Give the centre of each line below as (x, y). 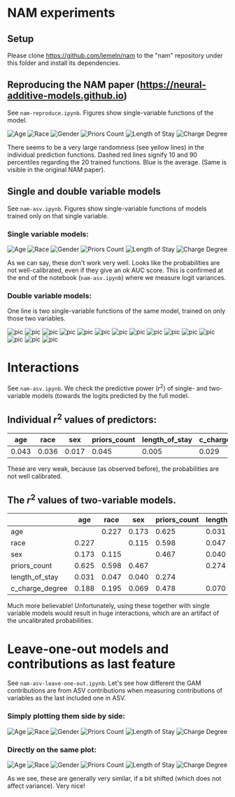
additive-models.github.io (65, 96)
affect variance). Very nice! (46, 786)
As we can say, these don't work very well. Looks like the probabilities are (114, 262)
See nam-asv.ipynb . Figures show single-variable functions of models (107, 209)
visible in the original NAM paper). (56, 169)
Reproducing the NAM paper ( (74, 85)
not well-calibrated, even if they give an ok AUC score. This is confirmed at (115, 270)
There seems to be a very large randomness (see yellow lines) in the (106, 147)
